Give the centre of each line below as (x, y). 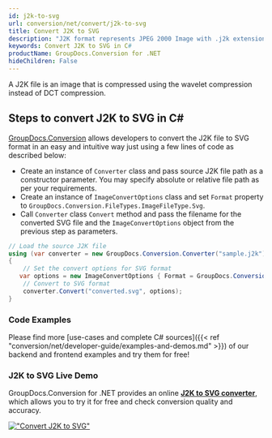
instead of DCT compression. (57, 92)
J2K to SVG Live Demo (53, 376)
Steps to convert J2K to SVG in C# (96, 118)
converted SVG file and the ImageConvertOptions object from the (127, 222)
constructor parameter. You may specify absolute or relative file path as (140, 179)
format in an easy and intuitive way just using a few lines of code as (121, 146)
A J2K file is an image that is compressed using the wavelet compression (130, 84)
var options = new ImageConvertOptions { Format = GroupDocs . (126, 277)
